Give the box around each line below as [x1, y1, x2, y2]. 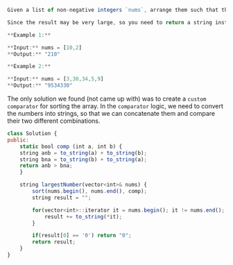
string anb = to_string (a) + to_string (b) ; [19, 149, 148, 156]
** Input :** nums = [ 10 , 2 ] [7, 44, 82, 51]
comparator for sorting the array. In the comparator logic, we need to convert [7, 102, 224, 110]
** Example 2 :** [7, 63, 51, 70]
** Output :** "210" [7, 51, 60, 58]
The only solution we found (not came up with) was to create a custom [7, 94, 207, 103]
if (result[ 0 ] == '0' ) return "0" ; [32, 232, 132, 239]
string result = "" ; [32, 194, 92, 201]
